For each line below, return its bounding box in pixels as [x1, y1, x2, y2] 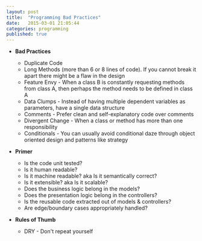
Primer [14, 148, 33, 155]
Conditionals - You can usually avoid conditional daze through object [24, 130, 195, 137]
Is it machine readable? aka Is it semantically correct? [24, 172, 157, 180]
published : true [6, 31, 47, 37]
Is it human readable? [24, 166, 78, 174]
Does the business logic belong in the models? [24, 185, 140, 193]
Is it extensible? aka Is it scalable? [24, 179, 109, 186]
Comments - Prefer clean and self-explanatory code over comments [24, 111, 194, 118]
